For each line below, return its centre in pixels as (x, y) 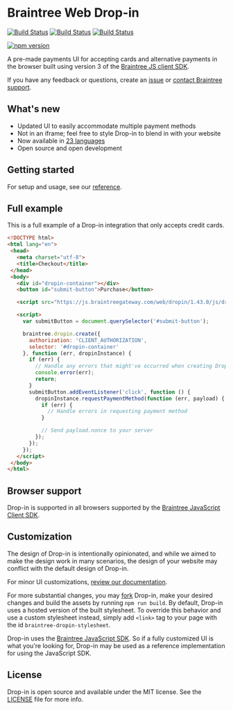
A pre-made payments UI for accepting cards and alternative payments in (112, 59)
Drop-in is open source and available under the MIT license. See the (104, 692)
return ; (46, 379)
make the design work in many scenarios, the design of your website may (112, 560)
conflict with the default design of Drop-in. (68, 568)
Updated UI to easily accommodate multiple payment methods (106, 126)
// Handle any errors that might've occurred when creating (124, 366)
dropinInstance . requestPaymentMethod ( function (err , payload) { (130, 398)
